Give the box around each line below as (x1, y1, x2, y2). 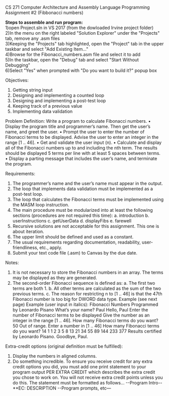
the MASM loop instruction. (12, 202, 69, 208)
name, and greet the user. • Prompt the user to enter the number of (5, 129, 145, 135)
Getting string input (12, 87, 53, 93)
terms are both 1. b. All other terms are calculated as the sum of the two (12, 285, 161, 291)
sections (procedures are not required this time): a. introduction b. (12, 212, 149, 218)
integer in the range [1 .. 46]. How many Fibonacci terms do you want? (12, 318, 158, 324)
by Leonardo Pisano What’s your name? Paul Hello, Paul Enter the (12, 307, 148, 312)
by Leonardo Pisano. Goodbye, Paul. (12, 334, 89, 339)
